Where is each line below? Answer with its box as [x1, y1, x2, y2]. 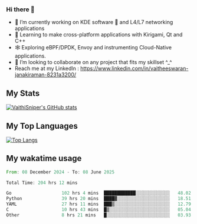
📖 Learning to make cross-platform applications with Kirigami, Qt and [14, 31, 183, 38]
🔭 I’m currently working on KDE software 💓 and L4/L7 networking [14, 19, 173, 26]
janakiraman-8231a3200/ [14, 71, 77, 78]
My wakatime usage [6, 153, 82, 163]
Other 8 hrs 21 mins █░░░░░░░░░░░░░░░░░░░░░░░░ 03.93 [6, 212, 192, 218]
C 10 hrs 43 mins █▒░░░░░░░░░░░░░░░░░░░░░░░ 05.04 [6, 207, 192, 213]
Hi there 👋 [6, 5, 35, 14]
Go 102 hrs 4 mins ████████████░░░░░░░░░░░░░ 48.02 [6, 190, 192, 196]
